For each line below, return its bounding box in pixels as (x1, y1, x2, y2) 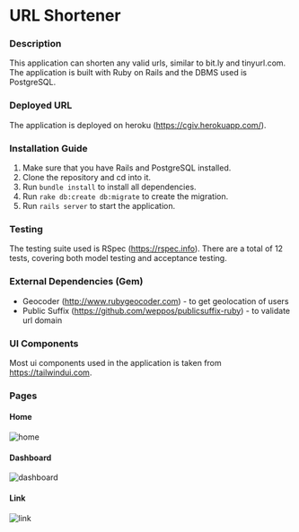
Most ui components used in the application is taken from (9, 357, 222, 368)
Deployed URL (9, 100, 73, 112)
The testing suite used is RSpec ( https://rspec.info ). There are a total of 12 (9, 243, 284, 254)
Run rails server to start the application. (22, 201, 176, 212)
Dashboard (9, 452, 52, 463)
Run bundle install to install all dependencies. (22, 181, 197, 193)
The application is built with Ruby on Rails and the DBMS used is (9, 67, 247, 78)
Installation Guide (9, 142, 88, 154)
